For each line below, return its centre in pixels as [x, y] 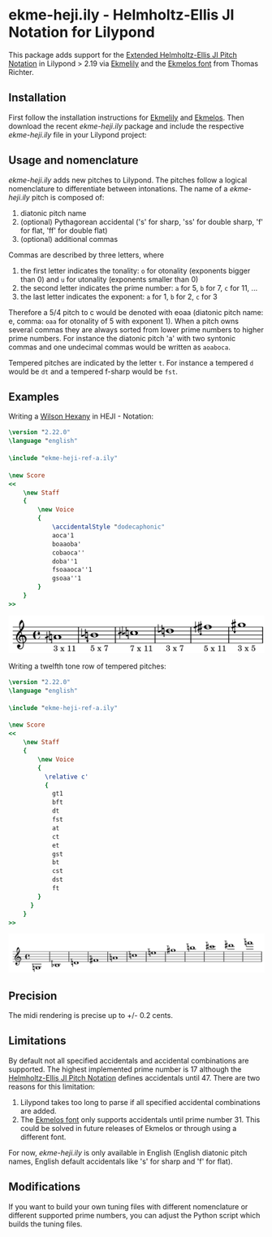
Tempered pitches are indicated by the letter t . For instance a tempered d [131, 362]
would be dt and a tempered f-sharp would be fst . [93, 371]
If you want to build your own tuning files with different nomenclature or [128, 1206]
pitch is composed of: [68, 197]
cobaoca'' [68, 553]
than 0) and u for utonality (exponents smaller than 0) [109, 279]
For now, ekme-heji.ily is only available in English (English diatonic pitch [128, 1152]
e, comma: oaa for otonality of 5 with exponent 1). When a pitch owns [124, 321]
